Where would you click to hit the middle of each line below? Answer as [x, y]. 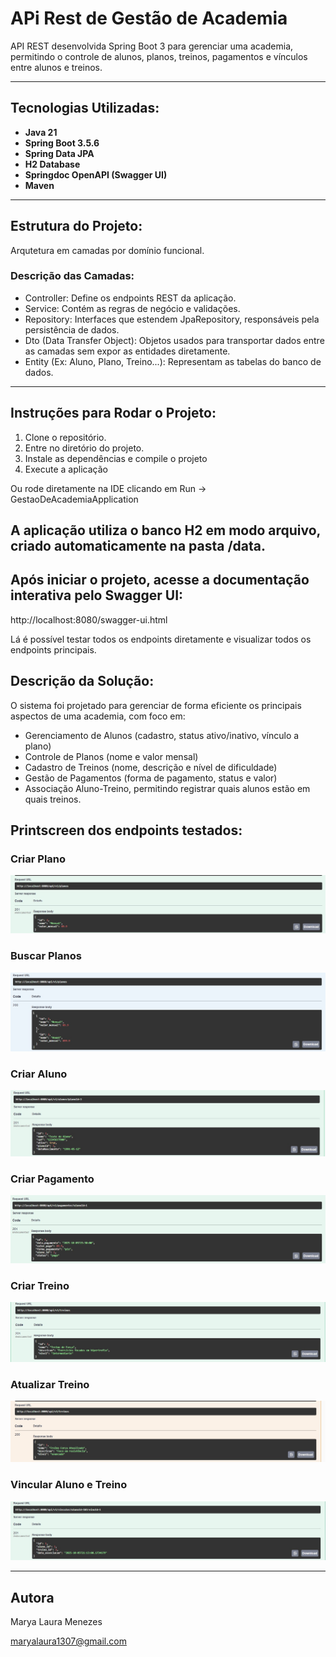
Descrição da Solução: [82, 681]
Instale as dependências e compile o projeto [116, 458]
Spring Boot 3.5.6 [62, 143]
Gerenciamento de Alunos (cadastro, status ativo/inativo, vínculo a [162, 735]
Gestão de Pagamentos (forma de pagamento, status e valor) [151, 778]
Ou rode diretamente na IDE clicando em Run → [108, 488]
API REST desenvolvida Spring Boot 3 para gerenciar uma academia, [152, 46]
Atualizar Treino [50, 1385]
